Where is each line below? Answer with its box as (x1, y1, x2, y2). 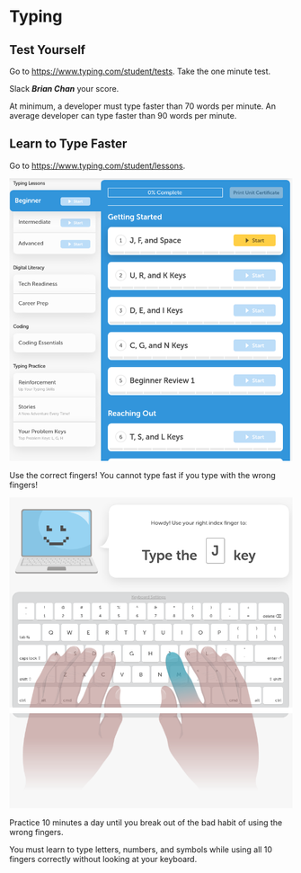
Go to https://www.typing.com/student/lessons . (9, 160, 186, 171)
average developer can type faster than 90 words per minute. (9, 111, 237, 120)
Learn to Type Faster (9, 137, 128, 152)
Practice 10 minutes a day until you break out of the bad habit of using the (9, 817, 283, 828)
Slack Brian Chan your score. (9, 84, 120, 94)
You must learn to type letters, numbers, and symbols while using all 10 (9, 844, 272, 855)
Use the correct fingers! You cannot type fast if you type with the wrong (9, 470, 276, 481)
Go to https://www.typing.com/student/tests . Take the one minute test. (9, 66, 271, 76)
